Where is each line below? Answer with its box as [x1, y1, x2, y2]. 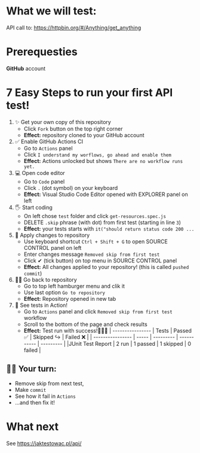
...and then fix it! [14, 398, 55, 406]
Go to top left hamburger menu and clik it [23, 282, 125, 289]
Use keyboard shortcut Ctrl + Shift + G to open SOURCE [23, 238, 168, 245]
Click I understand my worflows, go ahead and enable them [23, 151, 172, 158]
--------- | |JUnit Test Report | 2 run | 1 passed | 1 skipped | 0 [41, 340, 192, 347]
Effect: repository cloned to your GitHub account [23, 131, 144, 138]
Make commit [14, 386, 47, 393]
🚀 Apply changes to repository [14, 231, 90, 238]
